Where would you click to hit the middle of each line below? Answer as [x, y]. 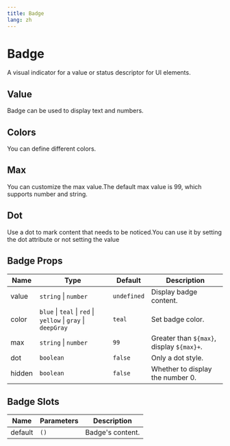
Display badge [174, 292]
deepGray [54, 327]
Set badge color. [178, 319]
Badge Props [35, 261]
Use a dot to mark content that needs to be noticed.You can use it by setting [115, 232]
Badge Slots [33, 401]
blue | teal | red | [67, 311]
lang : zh [20, 20]
